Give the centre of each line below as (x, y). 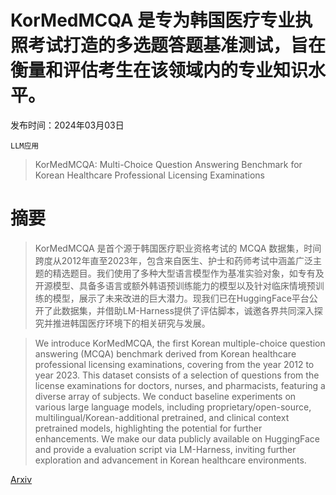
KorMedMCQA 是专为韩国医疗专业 (153, 20)
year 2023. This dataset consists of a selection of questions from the (177, 375)
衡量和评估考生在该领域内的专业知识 (159, 70)
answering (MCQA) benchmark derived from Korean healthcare (165, 353)
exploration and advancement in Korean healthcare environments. (170, 460)
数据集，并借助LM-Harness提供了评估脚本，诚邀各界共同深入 (188, 310)
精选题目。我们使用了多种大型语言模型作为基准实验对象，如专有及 (188, 273)
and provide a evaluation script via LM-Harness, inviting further (165, 449)
